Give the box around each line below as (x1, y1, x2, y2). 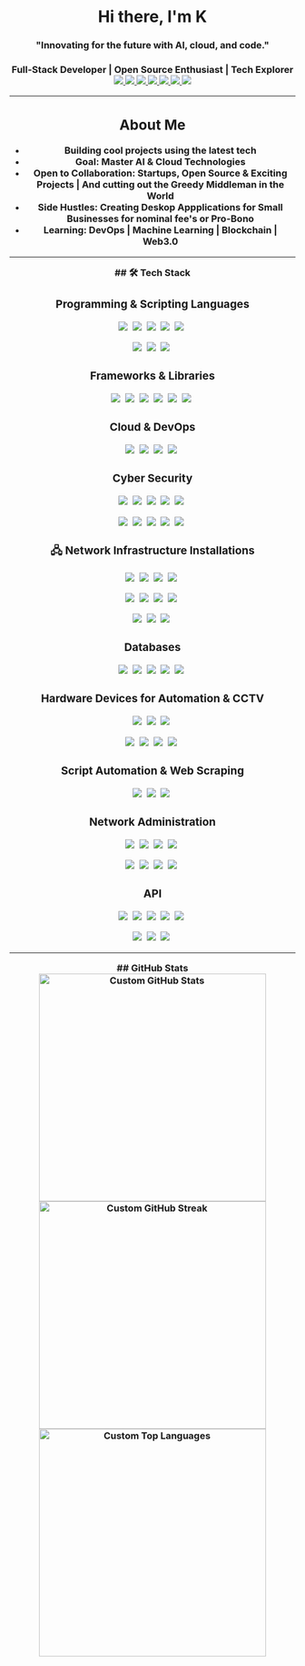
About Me (119, 116, 186, 134)
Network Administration (89, 814, 216, 829)
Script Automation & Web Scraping (60, 763, 245, 777)
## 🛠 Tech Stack (114, 266, 191, 279)
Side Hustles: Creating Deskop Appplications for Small (37, 201, 283, 214)
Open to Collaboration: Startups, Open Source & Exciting (33, 167, 288, 179)
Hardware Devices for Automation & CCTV (40, 691, 265, 706)
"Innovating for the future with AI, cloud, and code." (35, 39, 270, 52)
